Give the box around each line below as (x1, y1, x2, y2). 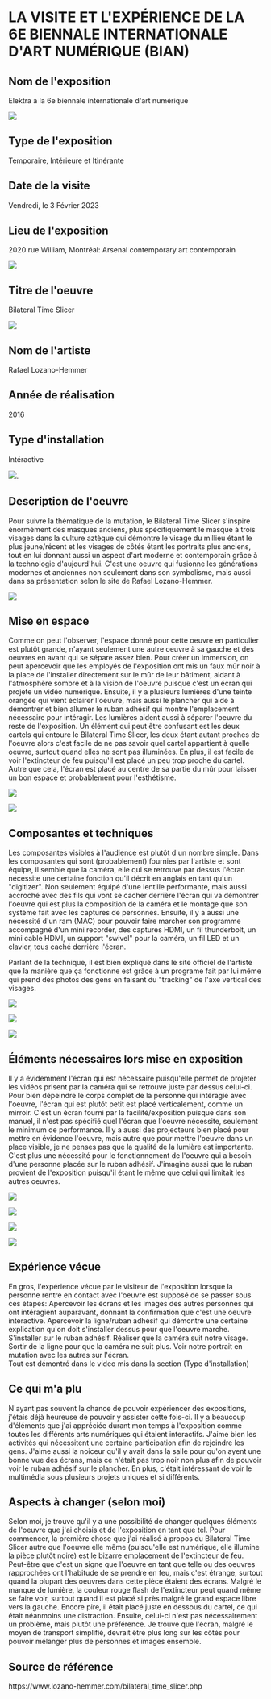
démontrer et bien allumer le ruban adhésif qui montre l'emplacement (8, 704, 240, 714)
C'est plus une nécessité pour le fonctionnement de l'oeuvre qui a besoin (8, 1150, 252, 1160)
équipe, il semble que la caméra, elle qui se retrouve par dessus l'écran (8, 865, 246, 875)
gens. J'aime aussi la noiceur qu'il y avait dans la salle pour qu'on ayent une (8, 1446, 261, 1455)
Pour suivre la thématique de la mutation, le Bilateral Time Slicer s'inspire (8, 516, 251, 526)
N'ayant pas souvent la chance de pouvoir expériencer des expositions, (8, 1403, 247, 1413)
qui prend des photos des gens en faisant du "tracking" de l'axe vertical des (8, 975, 261, 985)
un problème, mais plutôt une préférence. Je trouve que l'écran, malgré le (8, 1619, 254, 1629)
